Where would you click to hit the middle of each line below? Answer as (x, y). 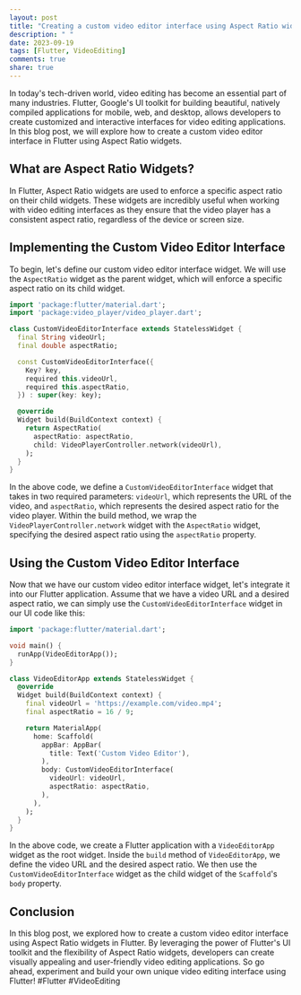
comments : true (38, 59)
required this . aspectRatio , (77, 387)
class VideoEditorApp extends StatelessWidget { (102, 678)
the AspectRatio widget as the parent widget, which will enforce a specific (146, 278)
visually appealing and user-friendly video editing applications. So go (137, 962)
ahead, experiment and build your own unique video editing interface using (148, 972)
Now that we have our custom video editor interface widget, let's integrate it (150, 585)
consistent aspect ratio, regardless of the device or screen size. (127, 219)
